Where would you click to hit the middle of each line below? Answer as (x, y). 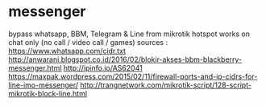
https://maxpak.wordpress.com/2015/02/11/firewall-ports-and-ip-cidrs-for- (133, 76)
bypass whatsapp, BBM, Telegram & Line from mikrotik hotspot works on (129, 34)
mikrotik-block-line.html (48, 93)
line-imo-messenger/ (44, 85)
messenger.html (35, 67)
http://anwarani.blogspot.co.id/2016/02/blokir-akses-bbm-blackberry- (125, 59)
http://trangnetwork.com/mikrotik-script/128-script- (166, 85)
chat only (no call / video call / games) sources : (88, 42)
